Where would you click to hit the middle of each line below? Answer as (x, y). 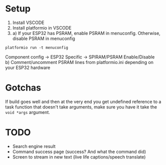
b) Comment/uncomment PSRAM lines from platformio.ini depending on (79, 62)
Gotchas (23, 88)
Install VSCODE (28, 22)
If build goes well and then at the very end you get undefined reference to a (83, 101)
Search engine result (34, 146)
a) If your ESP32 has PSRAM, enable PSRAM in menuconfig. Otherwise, (86, 33)
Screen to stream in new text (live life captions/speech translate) (79, 157)
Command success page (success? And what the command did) (79, 151)
